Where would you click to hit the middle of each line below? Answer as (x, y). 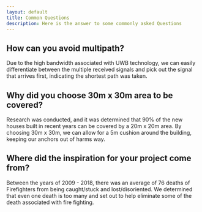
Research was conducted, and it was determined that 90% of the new (95, 119)
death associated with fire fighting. (50, 202)
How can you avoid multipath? (65, 48)
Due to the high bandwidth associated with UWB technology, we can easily (101, 63)
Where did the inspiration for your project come (99, 158)
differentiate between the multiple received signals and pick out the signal (99, 70)
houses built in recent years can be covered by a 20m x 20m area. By (94, 126)
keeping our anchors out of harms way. (56, 139)
